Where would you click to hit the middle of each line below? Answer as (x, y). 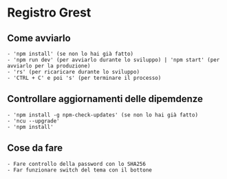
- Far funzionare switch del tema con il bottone (80, 170)
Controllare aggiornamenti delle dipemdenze (105, 99)
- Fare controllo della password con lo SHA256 (77, 164)
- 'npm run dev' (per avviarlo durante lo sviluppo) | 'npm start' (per (113, 60)
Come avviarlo (39, 38)
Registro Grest (49, 13)
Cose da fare (35, 148)
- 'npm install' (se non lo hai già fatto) (71, 54)
